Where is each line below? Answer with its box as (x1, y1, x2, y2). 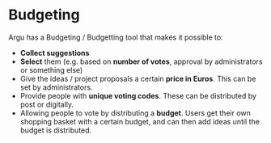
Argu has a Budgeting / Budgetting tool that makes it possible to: (8, 32, 224, 42)
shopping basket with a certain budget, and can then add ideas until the (19, 116, 260, 126)
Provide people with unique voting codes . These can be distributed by (19, 90, 257, 100)
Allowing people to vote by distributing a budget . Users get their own (19, 107, 251, 118)
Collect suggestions (19, 48, 90, 57)
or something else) (19, 65, 83, 74)
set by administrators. (19, 82, 93, 92)
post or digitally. (19, 99, 74, 109)
